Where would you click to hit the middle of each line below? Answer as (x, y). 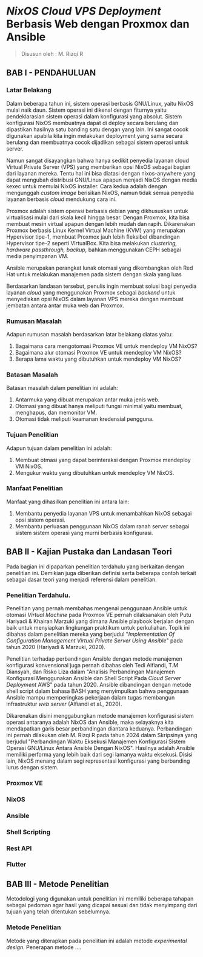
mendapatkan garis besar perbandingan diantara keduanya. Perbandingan (99, 728)
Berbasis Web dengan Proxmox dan (98, 24)
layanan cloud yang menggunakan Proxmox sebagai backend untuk (91, 292)
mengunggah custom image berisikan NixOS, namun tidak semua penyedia (100, 192)
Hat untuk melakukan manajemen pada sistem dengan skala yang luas (94, 274)
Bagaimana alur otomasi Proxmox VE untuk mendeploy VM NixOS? (98, 352)
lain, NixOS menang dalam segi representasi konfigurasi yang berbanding (98, 761)
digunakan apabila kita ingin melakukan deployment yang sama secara (95, 135)
